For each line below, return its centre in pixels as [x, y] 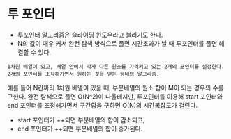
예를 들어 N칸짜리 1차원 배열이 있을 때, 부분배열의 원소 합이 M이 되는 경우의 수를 [116, 88]
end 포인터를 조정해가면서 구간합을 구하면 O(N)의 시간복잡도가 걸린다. [102, 105]
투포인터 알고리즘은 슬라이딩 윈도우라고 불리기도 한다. [90, 35]
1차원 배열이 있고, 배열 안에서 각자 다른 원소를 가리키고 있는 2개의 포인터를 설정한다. [116, 67]
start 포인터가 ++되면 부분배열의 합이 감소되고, [81, 120]
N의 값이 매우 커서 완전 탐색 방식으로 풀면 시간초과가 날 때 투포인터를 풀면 [117, 43]
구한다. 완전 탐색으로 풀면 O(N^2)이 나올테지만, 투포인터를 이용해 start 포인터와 [115, 96]
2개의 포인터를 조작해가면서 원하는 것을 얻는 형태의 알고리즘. [83, 74]
